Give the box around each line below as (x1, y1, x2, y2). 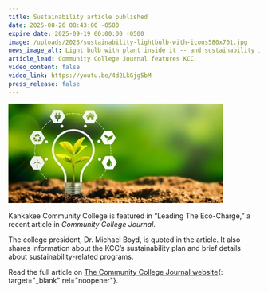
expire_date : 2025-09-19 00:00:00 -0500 (8, 29, 145, 37)
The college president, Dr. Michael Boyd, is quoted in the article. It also (8, 235, 241, 244)
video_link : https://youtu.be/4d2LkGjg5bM (8, 72, 152, 80)
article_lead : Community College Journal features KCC (8, 55, 195, 63)
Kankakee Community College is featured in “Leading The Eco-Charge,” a (8, 211, 251, 221)
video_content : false (8, 64, 81, 72)
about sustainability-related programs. (8, 252, 134, 261)
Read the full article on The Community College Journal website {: (8, 267, 223, 276)
